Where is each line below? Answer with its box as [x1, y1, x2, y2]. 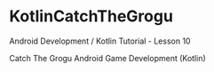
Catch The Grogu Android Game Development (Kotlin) [9, 52, 206, 63]
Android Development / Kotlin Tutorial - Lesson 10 [9, 36, 191, 46]
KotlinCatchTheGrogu [9, 6, 173, 27]
